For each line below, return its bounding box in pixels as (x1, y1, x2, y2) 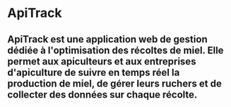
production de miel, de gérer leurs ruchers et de (7, 77, 223, 89)
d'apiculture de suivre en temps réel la (7, 66, 180, 79)
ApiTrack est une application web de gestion (7, 33, 208, 45)
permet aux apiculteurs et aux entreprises (7, 55, 196, 67)
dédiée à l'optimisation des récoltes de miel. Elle (7, 44, 224, 56)
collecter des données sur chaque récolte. (7, 89, 198, 101)
